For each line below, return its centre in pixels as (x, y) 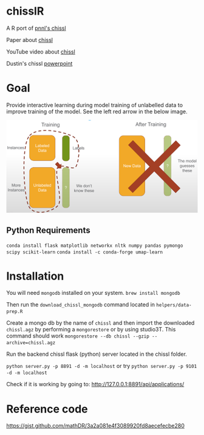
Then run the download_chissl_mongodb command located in (81, 305)
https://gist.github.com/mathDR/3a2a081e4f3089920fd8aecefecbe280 (96, 426)
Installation (35, 276)
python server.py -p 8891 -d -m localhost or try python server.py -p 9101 (102, 366)
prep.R (15, 312)
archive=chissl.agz (31, 343)
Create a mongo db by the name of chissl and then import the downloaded (100, 323)
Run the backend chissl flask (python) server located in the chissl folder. (97, 354)
